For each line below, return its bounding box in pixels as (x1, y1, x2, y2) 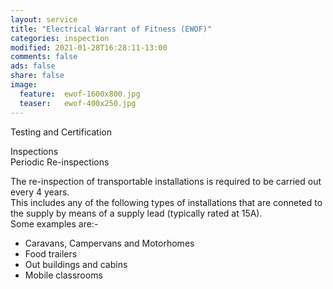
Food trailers (24, 247, 78, 260)
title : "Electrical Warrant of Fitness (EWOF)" (10, 24, 213, 34)
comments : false (10, 52, 78, 62)
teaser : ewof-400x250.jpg (19, 98, 137, 108)
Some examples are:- (10, 217, 99, 230)
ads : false (10, 61, 56, 71)
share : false (10, 71, 65, 81)
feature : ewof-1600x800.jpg (19, 89, 141, 99)
